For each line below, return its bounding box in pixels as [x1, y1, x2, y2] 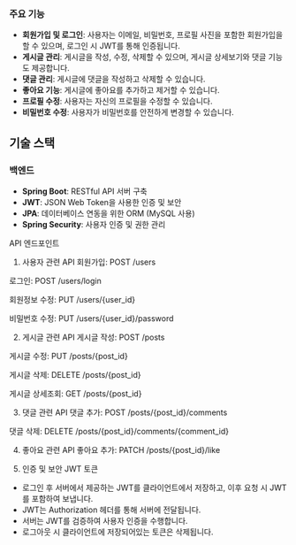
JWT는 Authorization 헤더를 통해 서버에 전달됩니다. [21, 504, 201, 515]
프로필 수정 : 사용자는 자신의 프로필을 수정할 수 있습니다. [21, 96, 213, 107]
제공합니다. [31, 63, 71, 73]
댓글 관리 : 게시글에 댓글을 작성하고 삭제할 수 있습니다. [21, 73, 206, 85]
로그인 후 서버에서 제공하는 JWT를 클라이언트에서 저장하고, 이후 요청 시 [21, 482, 268, 493]
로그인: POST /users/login [9, 275, 102, 286]
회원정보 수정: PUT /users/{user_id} [9, 294, 135, 304]
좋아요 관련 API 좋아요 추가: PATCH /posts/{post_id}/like [21, 444, 221, 455]
